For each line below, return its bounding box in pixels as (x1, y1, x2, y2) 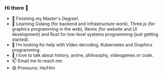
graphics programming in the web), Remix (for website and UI (11, 26, 137, 32)
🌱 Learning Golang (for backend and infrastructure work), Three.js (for (11, 21, 156, 27)
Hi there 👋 (4, 4, 29, 11)
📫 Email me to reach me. (11, 58, 64, 64)
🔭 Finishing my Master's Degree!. (11, 16, 80, 22)
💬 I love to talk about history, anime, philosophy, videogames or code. (11, 52, 154, 58)
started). (11, 37, 30, 42)
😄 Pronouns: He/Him (11, 65, 55, 71)
